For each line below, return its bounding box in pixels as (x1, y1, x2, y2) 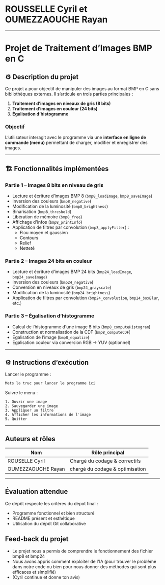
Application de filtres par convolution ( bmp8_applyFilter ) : (12, 224, 129, 230)
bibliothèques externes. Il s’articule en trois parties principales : (5, 91, 134, 97)
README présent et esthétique (12, 515, 75, 521)
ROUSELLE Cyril (7, 457, 45, 464)
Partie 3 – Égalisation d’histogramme (5, 312, 95, 319)
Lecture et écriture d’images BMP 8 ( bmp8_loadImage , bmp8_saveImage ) (12, 193, 153, 199)
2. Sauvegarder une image (5, 404, 58, 409)
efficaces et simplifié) (12, 569, 56, 575)
